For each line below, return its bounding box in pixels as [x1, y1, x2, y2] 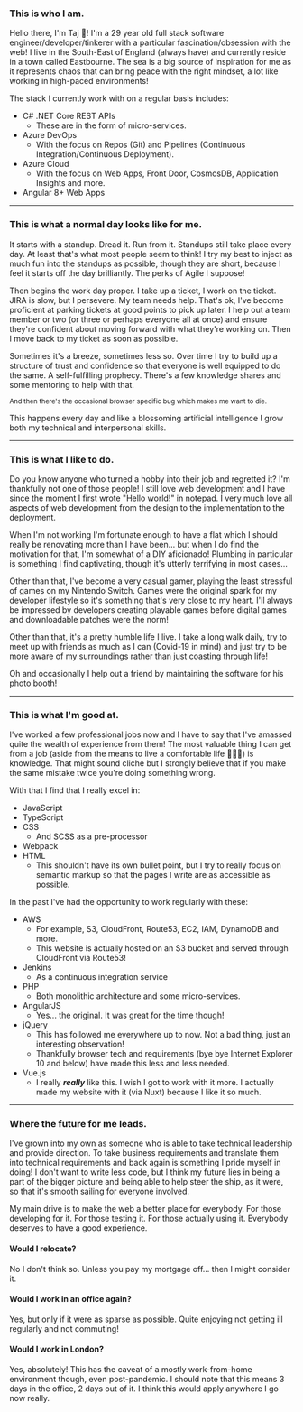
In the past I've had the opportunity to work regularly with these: [9, 897, 249, 908]
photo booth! [9, 678, 58, 688]
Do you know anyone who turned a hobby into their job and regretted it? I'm [9, 473, 290, 485]
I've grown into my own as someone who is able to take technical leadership [9, 1138, 293, 1149]
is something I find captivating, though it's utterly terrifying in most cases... [9, 558, 289, 568]
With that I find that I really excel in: [9, 785, 141, 796]
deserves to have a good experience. [9, 1223, 148, 1233]
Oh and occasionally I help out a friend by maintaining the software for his [9, 668, 284, 678]
